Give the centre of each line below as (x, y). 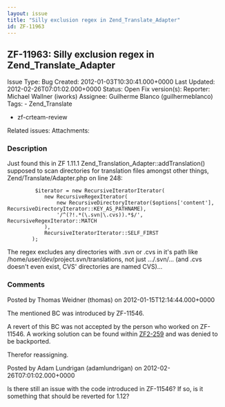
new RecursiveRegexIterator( (86, 197)
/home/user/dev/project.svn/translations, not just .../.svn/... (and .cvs (105, 259)
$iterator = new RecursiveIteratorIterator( (100, 191)
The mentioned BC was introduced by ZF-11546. (76, 313)
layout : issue (28, 13)
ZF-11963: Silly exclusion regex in (81, 54)
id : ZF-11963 (26, 26)
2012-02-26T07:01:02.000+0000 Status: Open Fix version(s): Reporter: (109, 89)
